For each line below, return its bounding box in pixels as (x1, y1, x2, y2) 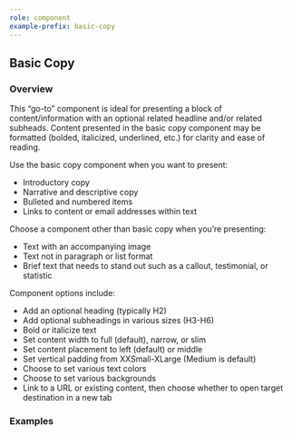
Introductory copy (22, 177, 91, 188)
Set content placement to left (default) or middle (22, 344, 203, 355)
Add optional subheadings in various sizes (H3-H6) (22, 315, 215, 326)
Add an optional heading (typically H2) (22, 305, 168, 316)
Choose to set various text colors (22, 363, 147, 374)
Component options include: (9, 288, 116, 299)
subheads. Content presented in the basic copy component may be (9, 123, 261, 134)
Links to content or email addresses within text (22, 206, 198, 217)
